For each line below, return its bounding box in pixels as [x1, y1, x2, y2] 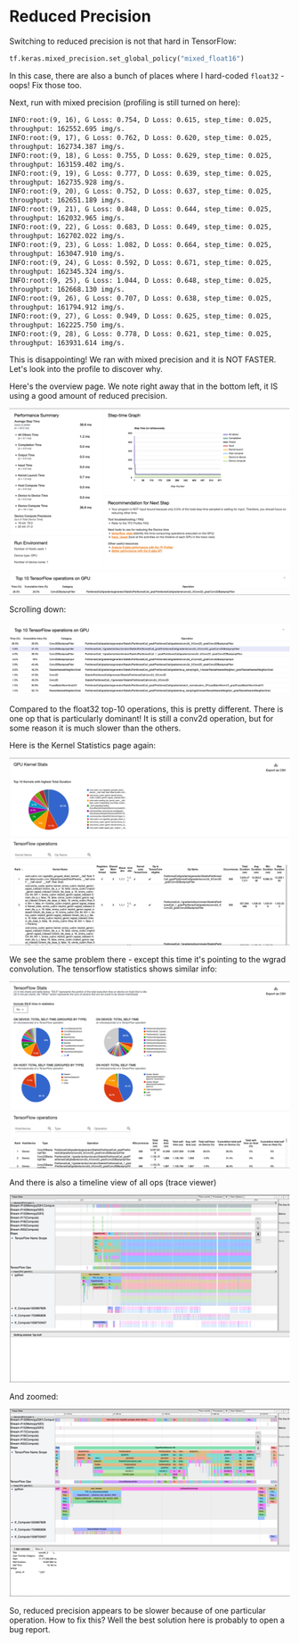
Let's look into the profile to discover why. [9, 363, 163, 374]
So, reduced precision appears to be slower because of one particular [9, 1605, 266, 1615]
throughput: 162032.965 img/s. [9, 213, 125, 222]
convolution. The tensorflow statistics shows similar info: [9, 963, 218, 974]
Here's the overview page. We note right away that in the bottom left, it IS [9, 381, 279, 392]
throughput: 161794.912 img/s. [9, 302, 125, 311]
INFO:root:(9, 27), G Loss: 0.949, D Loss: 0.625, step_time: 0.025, [9, 311, 273, 320]
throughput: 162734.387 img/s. [9, 142, 125, 151]
